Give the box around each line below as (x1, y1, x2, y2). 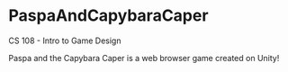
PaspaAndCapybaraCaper (8, 5, 209, 26)
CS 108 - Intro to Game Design (8, 35, 121, 46)
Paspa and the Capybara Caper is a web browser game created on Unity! (8, 52, 280, 63)
